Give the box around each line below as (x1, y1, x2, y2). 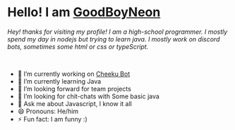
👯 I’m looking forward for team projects (17, 84, 132, 93)
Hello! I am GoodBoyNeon (7, 4, 161, 20)
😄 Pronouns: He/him (17, 107, 79, 115)
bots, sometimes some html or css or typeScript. (7, 42, 149, 51)
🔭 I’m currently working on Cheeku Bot (17, 70, 131, 78)
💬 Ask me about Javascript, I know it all (17, 99, 132, 108)
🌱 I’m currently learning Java (17, 77, 102, 85)
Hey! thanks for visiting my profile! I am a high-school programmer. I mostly (7, 27, 228, 36)
